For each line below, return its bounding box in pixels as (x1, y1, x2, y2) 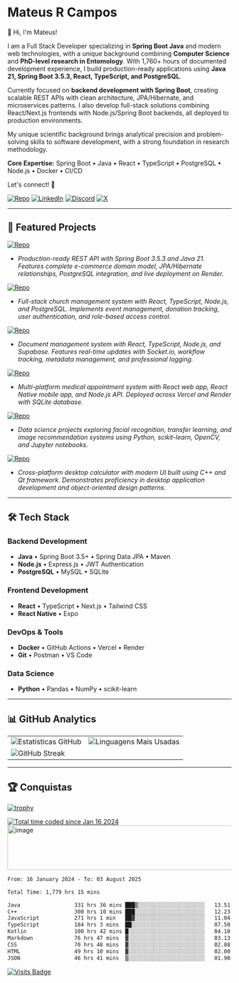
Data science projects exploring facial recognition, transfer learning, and (17, 425, 232, 433)
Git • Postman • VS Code (17, 651, 92, 659)
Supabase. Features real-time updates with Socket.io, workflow (17, 347, 206, 356)
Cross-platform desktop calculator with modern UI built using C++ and (17, 468, 226, 476)
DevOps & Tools (7, 627, 64, 637)
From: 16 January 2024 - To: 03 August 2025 (7, 875, 142, 882)
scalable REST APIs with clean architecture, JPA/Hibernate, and (7, 93, 194, 102)
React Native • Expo (17, 609, 79, 617)
